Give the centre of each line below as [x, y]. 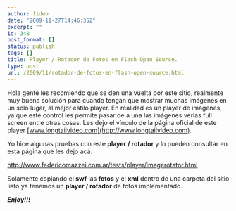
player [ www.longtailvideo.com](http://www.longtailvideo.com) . [100, 130]
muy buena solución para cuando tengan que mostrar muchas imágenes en [117, 100]
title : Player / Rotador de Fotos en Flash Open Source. [93, 60]
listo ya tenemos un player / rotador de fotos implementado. [95, 186]
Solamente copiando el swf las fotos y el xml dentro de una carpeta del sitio [118, 178]
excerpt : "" [25, 27]
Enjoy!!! [19, 199]
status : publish [31, 46]
